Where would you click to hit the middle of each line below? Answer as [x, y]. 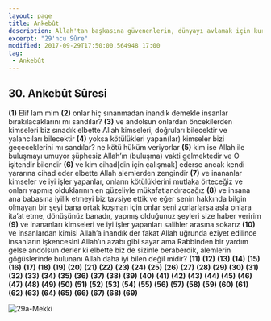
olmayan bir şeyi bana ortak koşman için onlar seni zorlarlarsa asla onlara [130, 207]
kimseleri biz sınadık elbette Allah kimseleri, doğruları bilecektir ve [118, 130]
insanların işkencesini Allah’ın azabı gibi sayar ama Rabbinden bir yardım [128, 241]
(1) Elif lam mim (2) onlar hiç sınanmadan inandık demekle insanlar [118, 113]
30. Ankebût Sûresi [58, 94]
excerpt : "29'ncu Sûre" [48, 38]
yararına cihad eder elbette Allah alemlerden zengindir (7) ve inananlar [125, 173]
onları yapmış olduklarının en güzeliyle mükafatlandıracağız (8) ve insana [129, 190]
